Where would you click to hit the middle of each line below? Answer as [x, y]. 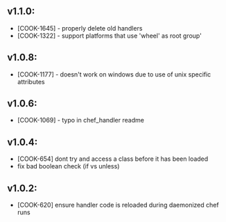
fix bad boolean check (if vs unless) [68, 166]
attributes [31, 81]
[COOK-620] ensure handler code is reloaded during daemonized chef [118, 205]
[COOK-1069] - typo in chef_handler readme [80, 120]
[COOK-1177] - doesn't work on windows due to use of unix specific [114, 74]
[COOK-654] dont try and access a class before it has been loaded [113, 159]
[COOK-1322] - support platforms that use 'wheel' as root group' [110, 35]
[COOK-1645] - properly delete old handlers [80, 28]
